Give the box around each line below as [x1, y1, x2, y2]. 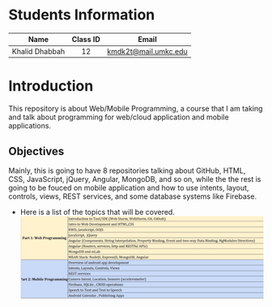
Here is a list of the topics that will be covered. [19, 207, 176, 217]
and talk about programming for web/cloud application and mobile [8, 112, 229, 122]
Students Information [8, 6, 155, 24]
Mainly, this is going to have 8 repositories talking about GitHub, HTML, [8, 166, 246, 175]
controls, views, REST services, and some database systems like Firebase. [8, 191, 257, 201]
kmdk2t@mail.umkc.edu [107, 46, 188, 56]
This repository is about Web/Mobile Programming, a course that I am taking [8, 103, 263, 114]
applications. [8, 121, 51, 131]
